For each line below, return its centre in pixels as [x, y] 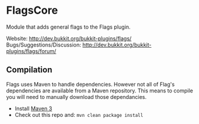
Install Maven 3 [33, 108]
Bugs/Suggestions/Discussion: [44, 45]
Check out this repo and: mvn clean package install [79, 114]
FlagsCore [32, 10]
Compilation [29, 70]
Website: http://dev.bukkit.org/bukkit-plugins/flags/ [69, 38]
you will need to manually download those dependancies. [76, 97]
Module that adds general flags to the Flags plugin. [68, 27]
